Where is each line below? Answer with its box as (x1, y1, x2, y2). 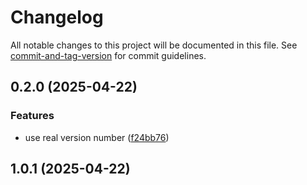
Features (10, 109, 55, 123)
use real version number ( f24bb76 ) (24, 131, 170, 143)
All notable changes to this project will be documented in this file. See (10, 39, 298, 51)
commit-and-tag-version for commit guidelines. (10, 49, 207, 61)
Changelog (10, 6, 104, 29)
